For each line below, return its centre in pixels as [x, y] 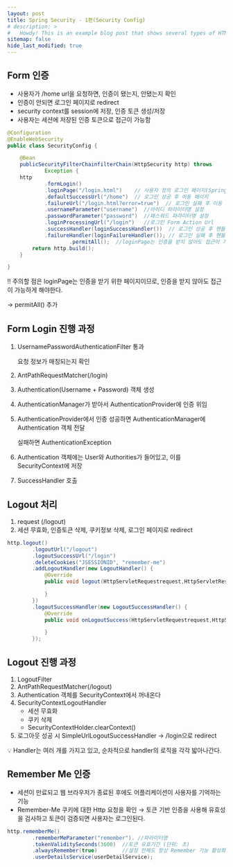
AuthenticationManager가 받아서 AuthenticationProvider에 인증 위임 [112, 404]
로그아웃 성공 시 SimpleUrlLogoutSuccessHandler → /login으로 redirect [117, 736]
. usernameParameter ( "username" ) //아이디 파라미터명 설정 [124, 210]
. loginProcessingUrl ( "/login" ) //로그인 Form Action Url [129, 222]
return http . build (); [63, 248]
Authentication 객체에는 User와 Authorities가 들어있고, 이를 [99, 457]
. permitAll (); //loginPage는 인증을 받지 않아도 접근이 [144, 242]
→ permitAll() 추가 [33, 305]
